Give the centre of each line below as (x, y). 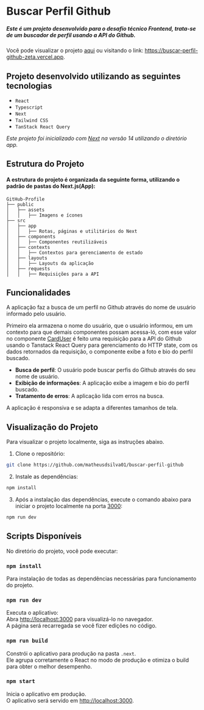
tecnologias (29, 86)
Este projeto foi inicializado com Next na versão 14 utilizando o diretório (97, 138)
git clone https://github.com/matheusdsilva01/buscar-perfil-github (95, 465)
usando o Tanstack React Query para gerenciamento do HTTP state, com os (102, 345)
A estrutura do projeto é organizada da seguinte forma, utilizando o (93, 179)
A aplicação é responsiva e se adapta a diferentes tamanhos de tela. (92, 408)
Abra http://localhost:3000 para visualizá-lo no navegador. (80, 619)
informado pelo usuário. (36, 314)
